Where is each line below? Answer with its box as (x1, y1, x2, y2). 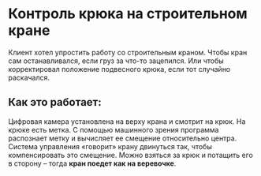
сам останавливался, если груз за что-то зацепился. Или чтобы (8, 56, 225, 66)
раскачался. (8, 73, 50, 82)
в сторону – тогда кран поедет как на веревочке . (8, 159, 177, 168)
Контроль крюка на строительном (8, 5, 248, 23)
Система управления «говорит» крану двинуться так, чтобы (8, 141, 213, 151)
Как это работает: (8, 95, 103, 109)
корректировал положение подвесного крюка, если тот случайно (8, 64, 231, 73)
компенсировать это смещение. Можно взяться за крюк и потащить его (8, 150, 254, 159)
